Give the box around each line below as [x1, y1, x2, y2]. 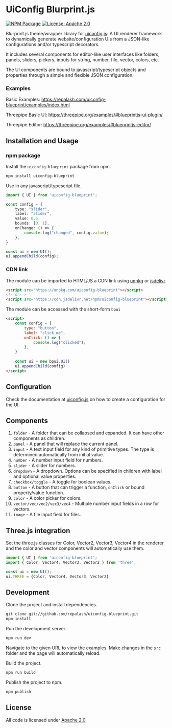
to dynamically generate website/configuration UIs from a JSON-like [6, 36, 150, 42]
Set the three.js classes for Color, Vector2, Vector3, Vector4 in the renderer [6, 540, 164, 546]
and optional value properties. [13, 473, 77, 479]
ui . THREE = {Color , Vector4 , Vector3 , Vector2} [6, 574, 109, 579]
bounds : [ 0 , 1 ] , [15, 221, 50, 226]
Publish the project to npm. [6, 679, 63, 685]
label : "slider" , [15, 211, 52, 216]
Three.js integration [6, 526, 70, 535]
